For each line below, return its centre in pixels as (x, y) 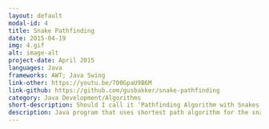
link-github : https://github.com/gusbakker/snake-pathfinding (114, 90)
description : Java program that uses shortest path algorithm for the (128, 113)
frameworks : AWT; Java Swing (57, 75)
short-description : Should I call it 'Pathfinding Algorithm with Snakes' (136, 105)
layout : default (35, 16)
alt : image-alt (34, 53)
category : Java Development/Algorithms (75, 98)
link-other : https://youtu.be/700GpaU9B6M (80, 83)
